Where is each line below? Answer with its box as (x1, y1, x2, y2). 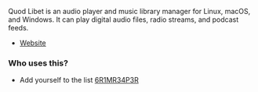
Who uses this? (8, 58, 69, 69)
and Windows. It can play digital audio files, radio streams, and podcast (8, 15, 239, 24)
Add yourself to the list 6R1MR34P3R (19, 76, 139, 85)
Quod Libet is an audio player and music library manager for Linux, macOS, (8, 7, 251, 16)
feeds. (8, 23, 29, 32)
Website (19, 38, 47, 48)
